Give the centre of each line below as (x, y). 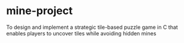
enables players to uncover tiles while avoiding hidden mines (82, 33)
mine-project (40, 11)
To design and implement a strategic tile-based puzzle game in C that (92, 27)
